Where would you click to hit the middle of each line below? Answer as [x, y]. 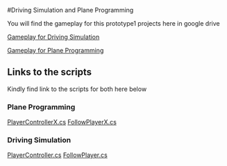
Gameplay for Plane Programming [56, 50]
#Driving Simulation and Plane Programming [70, 10]
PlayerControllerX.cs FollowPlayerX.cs [62, 122]
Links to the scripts [50, 72]
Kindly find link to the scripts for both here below [77, 89]
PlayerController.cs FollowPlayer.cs [57, 155]
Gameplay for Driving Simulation [53, 37]
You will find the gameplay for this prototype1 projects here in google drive [113, 23]
